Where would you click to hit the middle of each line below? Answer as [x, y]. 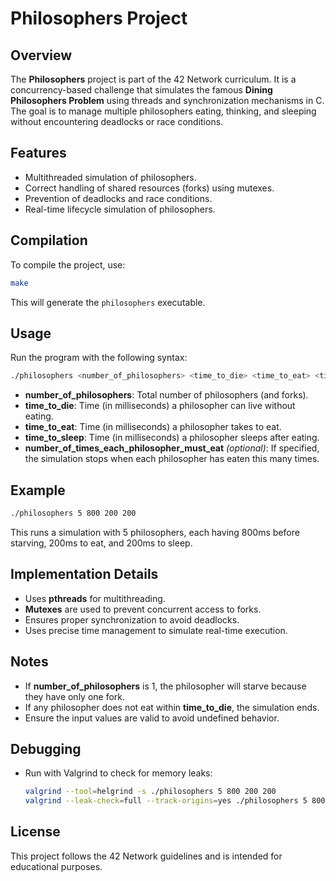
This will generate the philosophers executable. [108, 302]
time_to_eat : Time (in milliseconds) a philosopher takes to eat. [153, 427]
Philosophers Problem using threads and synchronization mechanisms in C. [167, 100]
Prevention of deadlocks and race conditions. [118, 198]
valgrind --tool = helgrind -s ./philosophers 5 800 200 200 [150, 792]
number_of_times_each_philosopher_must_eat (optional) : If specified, [172, 448]
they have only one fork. [75, 696]
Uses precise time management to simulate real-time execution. [156, 630]
